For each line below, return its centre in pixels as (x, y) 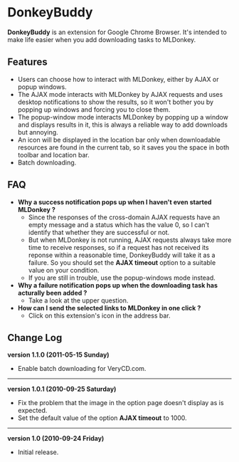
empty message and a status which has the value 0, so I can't (119, 224)
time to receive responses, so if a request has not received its (118, 247)
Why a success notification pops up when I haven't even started (115, 202)
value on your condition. (64, 270)
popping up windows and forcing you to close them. (94, 109)
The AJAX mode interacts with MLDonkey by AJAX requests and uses (120, 94)
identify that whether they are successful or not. (99, 232)
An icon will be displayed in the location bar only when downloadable (119, 140)
